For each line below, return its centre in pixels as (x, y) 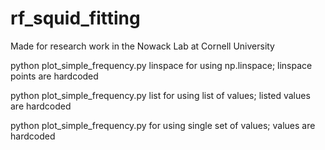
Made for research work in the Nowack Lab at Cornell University (142, 46)
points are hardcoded (54, 76)
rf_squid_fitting (75, 18)
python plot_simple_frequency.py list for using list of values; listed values (160, 95)
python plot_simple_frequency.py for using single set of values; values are (163, 125)
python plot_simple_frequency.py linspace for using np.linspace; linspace (161, 65)
